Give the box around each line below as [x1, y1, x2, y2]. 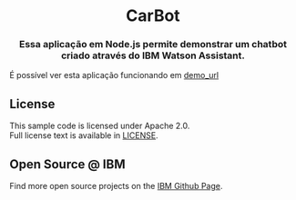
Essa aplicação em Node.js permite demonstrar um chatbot [19, 38, 287, 51]
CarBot [126, 5, 180, 26]
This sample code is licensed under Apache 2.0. [9, 120, 190, 132]
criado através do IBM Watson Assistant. [60, 49, 246, 62]
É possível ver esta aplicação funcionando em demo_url [9, 70, 219, 81]
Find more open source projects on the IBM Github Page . [9, 181, 223, 192]
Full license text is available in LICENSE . [9, 130, 158, 141]
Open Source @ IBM [9, 156, 126, 172]
